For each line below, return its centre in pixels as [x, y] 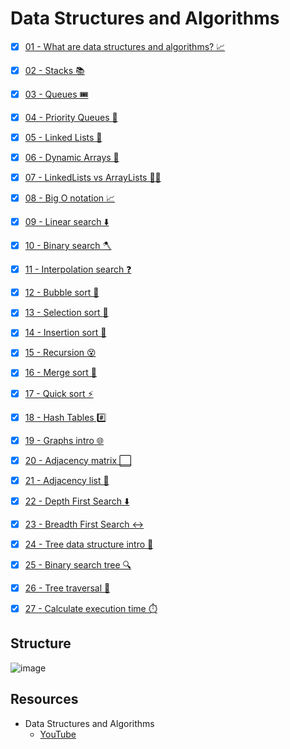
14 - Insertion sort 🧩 [65, 333]
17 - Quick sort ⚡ [59, 393]
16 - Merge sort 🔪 [60, 373]
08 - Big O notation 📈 [70, 198]
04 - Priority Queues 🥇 [71, 117]
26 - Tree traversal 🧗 [67, 588]
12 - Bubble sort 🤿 [62, 293]
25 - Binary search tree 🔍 [78, 564]
